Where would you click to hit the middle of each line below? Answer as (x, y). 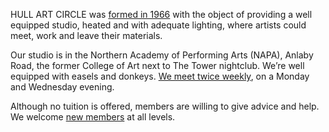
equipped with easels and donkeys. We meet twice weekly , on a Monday (160, 76)
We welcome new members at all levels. (93, 117)
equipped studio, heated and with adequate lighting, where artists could (158, 25)
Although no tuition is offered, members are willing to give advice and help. (165, 106)
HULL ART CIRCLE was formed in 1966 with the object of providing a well (161, 14)
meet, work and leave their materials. (86, 35)
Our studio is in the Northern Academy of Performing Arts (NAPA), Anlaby (162, 55)
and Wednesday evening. (62, 87)
